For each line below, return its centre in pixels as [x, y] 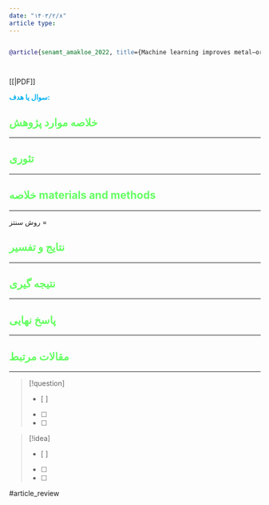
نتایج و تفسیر [37, 248]
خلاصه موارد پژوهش [53, 122]
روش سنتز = [28, 222]
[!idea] [40, 438]
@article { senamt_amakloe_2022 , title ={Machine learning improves [120, 52]
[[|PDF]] [22, 82]
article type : [33, 23]
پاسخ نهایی [33, 320]
